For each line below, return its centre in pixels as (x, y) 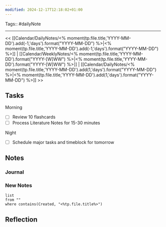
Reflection (21, 219)
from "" (13, 200)
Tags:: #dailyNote (23, 24)
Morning (14, 107)
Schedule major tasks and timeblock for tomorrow (63, 142)
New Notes (19, 185)
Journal (15, 172)
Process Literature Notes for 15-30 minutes (56, 123)
